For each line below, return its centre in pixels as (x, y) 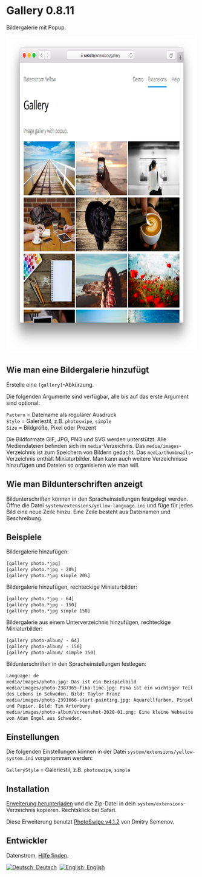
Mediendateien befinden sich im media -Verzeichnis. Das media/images (93, 445)
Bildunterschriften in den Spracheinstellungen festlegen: (77, 664)
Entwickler (27, 841)
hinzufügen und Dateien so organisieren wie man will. (73, 465)
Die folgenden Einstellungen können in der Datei (66, 752)
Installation (28, 789)
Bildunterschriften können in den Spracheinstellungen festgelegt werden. (97, 499)
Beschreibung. (24, 518)
